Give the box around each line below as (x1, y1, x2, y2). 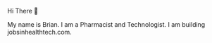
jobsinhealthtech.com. (7, 28, 72, 36)
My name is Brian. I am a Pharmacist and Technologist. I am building (7, 20, 206, 28)
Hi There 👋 (7, 7, 39, 15)
